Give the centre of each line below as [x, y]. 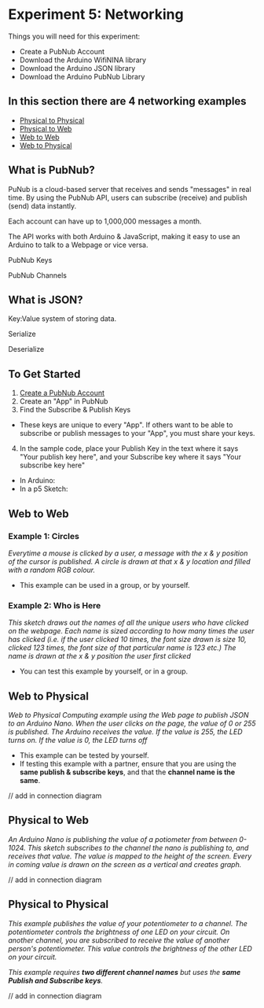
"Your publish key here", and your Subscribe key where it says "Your [130, 457]
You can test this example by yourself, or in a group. [104, 671]
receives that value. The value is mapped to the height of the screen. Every [130, 856]
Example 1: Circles [44, 536]
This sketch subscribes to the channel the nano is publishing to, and [138, 847]
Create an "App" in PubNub [64, 401]
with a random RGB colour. [52, 570]
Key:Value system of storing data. [62, 319]
